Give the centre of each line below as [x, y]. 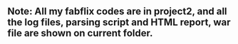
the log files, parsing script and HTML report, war [119, 23]
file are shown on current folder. [80, 33]
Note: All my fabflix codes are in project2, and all [117, 12]
